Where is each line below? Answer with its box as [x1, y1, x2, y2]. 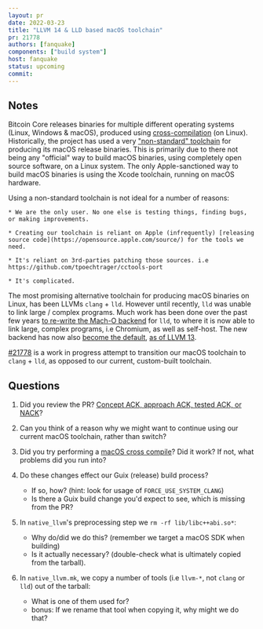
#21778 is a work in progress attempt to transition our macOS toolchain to [8, 348, 247, 357]
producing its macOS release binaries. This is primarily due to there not [8, 144, 239, 154]
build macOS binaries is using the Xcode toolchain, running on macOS [8, 170, 236, 179]
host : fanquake [8, 56, 58, 64]
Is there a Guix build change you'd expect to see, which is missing [31, 494, 246, 503]
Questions [8, 378, 60, 393]
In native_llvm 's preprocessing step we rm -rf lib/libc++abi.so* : [19, 517, 237, 527]
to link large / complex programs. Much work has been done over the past [8, 308, 248, 317]
